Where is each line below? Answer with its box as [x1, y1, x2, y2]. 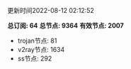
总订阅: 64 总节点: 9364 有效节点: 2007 [7, 21, 124, 30]
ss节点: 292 [17, 54, 52, 63]
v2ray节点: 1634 [17, 46, 65, 53]
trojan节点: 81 [17, 36, 57, 45]
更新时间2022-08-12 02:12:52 [7, 6, 94, 14]
